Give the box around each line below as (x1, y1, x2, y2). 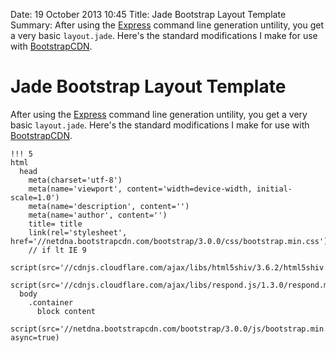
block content (36, 306, 97, 316)
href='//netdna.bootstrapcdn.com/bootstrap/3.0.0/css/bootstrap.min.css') (10, 236, 329, 246)
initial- (256, 184, 293, 194)
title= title (28, 219, 83, 229)
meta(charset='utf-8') (28, 175, 123, 185)
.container (28, 297, 74, 308)
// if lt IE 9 (28, 245, 87, 255)
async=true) (10, 332, 60, 343)
